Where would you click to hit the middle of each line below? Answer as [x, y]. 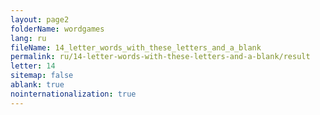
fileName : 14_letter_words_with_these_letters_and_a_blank [136, 47]
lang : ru [28, 38]
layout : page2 [40, 19]
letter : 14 [33, 66]
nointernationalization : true [73, 94]
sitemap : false [42, 76]
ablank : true [37, 85]
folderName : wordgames [57, 29]
